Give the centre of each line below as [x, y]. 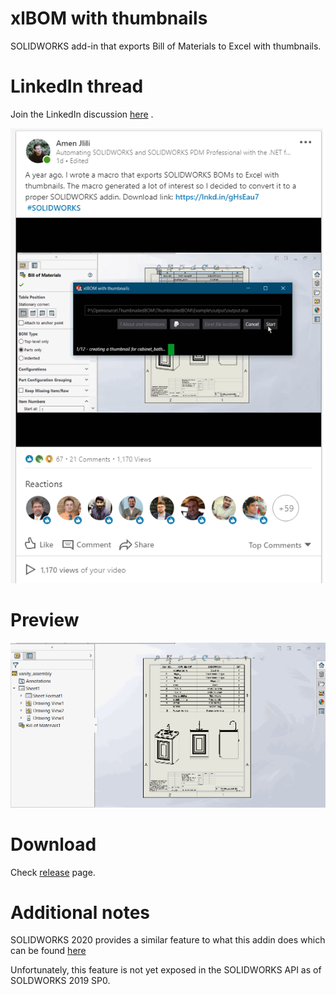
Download [53, 844]
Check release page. [53, 872]
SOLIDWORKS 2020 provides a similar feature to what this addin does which [168, 940]
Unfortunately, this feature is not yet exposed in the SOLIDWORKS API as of [166, 970]
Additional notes [80, 912]
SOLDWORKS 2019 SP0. [60, 981]
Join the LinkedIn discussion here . [82, 114]
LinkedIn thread [77, 86]
